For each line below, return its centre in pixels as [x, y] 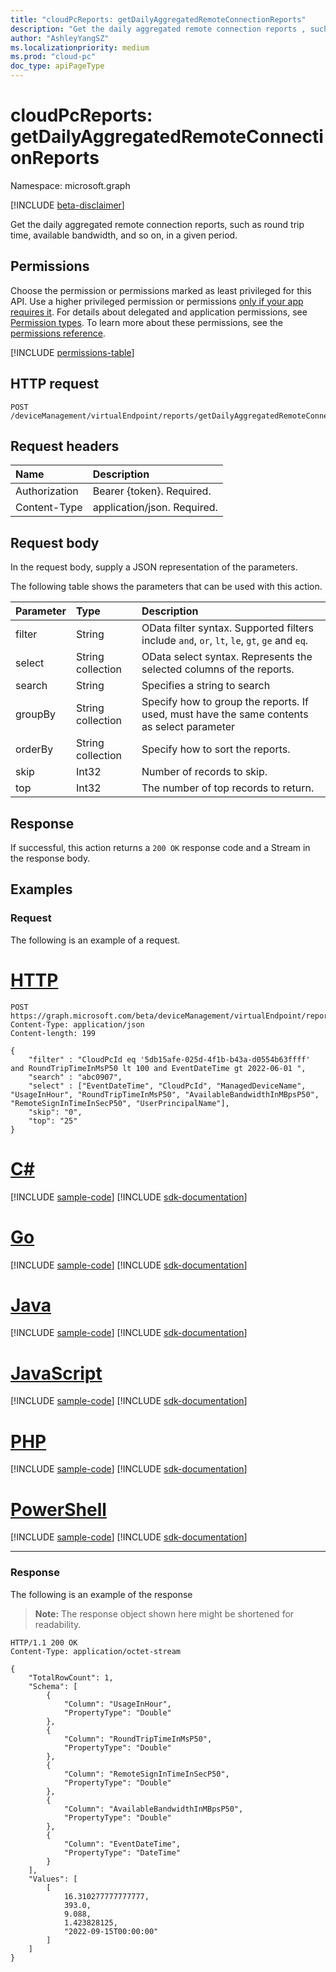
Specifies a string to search [206, 686]
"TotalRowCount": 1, [71, 1677]
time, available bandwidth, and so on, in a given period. [124, 235]
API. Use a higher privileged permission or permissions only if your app [157, 301]
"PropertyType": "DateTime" [122, 1852]
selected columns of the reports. [218, 669]
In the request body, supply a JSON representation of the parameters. [154, 567]
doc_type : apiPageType [57, 66]
